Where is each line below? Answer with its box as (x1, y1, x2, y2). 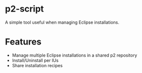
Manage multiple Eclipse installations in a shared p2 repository (12, 52, 137, 58)
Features (5, 36, 42, 47)
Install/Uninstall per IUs (12, 57, 59, 63)
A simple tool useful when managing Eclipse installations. (5, 19, 120, 25)
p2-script (5, 3, 44, 15)
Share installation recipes (12, 62, 63, 68)
